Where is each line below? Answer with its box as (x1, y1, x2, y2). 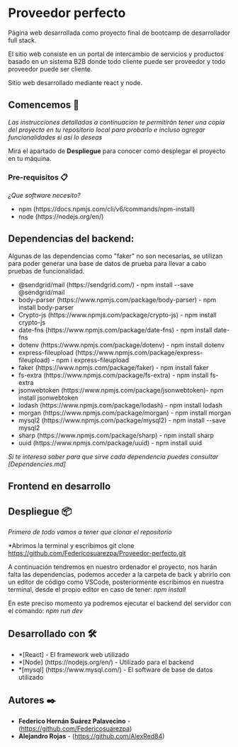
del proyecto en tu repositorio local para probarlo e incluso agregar (8, 125, 205, 134)
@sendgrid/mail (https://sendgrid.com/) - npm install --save (18, 280, 194, 288)
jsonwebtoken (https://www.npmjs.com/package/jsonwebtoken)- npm (18, 386, 224, 394)
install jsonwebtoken (18, 393, 79, 402)
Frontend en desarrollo (8, 481, 111, 493)
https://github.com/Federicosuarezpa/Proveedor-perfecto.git (8, 549, 186, 558)
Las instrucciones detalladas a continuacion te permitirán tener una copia (8, 118, 225, 126)
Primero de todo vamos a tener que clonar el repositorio (8, 528, 172, 537)
